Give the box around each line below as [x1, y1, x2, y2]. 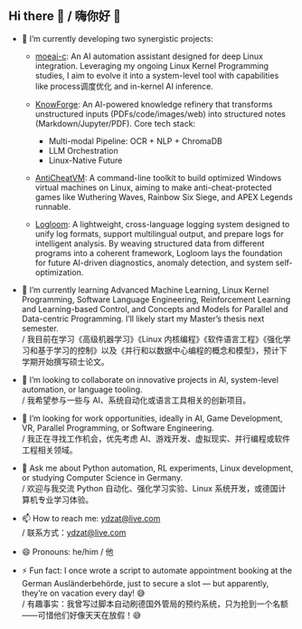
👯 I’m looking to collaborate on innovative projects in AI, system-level [21, 374, 279, 385]
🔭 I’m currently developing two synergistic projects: [21, 33, 213, 43]
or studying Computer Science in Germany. [21, 472, 183, 482]
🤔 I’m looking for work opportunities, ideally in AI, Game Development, [21, 413, 283, 424]
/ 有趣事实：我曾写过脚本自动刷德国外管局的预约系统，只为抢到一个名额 [21, 598, 288, 609]
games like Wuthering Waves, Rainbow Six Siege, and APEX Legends [34, 191, 293, 202]
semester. [21, 322, 60, 333]
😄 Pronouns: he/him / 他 [21, 546, 114, 557]
